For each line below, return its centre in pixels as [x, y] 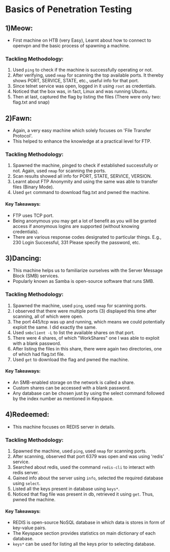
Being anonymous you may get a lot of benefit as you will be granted [84, 221]
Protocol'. [23, 136]
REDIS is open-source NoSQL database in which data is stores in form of [89, 523]
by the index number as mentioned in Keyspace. [63, 398]
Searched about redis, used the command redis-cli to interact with [83, 467]
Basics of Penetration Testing [69, 9]
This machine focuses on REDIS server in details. [64, 427]
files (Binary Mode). [33, 187]
